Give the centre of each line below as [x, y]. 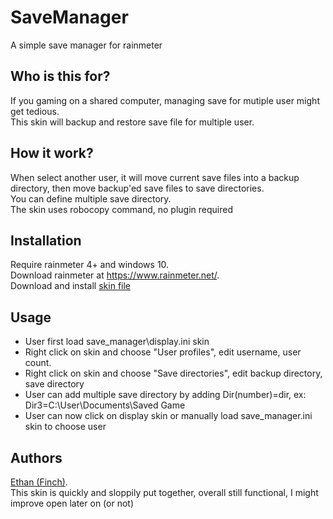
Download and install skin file [71, 286]
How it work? [52, 153]
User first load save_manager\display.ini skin [117, 342]
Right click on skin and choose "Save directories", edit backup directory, [173, 373]
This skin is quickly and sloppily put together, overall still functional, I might [164, 492]
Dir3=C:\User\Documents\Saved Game [105, 405]
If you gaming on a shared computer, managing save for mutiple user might [165, 100]
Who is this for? [60, 76]
